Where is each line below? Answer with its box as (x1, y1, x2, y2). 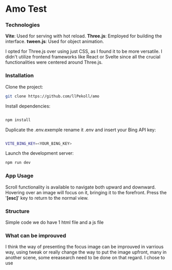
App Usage (5, 172, 34, 179)
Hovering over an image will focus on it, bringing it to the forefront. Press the (5, 189, 167, 195)
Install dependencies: (5, 103, 51, 109)
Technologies (5, 22, 40, 29)
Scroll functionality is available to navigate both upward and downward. (5, 184, 156, 190)
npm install (5, 117, 31, 122)
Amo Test (5, 3, 47, 15)
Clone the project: (5, 84, 44, 90)
